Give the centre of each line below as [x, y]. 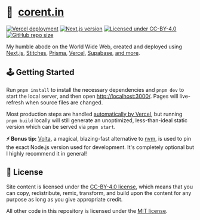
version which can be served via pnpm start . [61, 126]
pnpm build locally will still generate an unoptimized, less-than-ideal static [97, 120]
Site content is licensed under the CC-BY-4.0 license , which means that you [99, 187]
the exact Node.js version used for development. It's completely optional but [100, 147]
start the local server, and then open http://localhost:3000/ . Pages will [92, 96]
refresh [15, 102]
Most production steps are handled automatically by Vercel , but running [94, 114]
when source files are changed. [64, 102]
